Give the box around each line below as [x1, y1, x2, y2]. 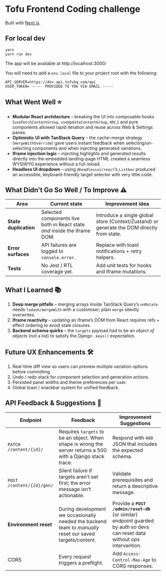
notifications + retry [96, 248, 142, 255]
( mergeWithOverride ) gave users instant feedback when [12, 140, 125, 146]
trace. [58, 459, 73, 466]
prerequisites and [112, 476, 153, 483]
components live [41, 215, 80, 222]
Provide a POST [112, 500, 146, 507]
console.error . [41, 254, 76, 261]
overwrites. [12, 312, 36, 318]
